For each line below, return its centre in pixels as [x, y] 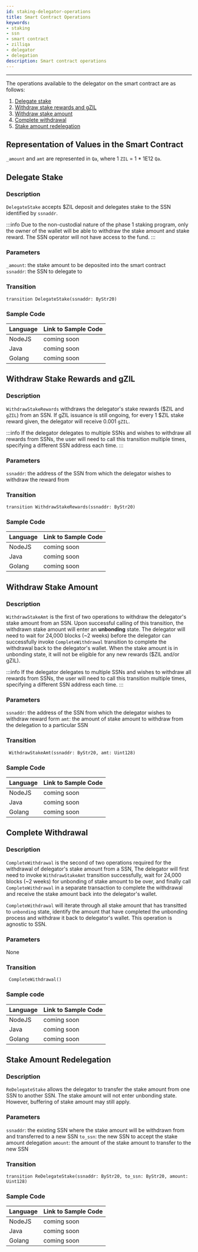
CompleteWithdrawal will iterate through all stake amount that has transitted [97, 905]
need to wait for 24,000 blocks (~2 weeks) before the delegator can [88, 636]
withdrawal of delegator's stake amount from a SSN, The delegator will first [98, 869]
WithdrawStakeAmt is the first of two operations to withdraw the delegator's [96, 617]
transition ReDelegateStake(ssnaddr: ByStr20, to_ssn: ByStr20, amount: [97, 1176]
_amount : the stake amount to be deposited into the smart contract [86, 265]
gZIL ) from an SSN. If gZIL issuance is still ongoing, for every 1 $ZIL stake [95, 415]
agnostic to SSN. [27, 924]
